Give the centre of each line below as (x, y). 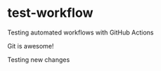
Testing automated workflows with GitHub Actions (80, 32)
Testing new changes (39, 59)
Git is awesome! (31, 46)
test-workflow (50, 13)
